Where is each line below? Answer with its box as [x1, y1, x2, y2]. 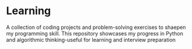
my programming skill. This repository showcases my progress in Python [6, 30, 184, 37]
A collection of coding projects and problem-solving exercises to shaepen [6, 24, 186, 31]
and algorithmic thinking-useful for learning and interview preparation [6, 36, 176, 43]
